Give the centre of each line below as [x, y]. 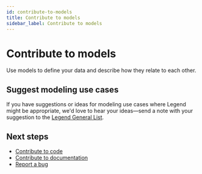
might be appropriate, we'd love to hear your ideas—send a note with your [100, 111]
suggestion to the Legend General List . [55, 117]
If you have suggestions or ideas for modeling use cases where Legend [96, 104]
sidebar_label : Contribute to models [54, 23]
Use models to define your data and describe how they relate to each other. [101, 70]
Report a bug [31, 164]
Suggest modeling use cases [63, 89]
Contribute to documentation [52, 158]
